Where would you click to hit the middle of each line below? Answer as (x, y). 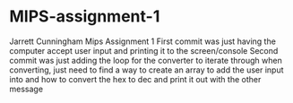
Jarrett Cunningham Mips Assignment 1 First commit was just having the (142, 41)
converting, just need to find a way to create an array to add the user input (146, 70)
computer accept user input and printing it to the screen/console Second (144, 50)
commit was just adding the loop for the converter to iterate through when (146, 60)
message (26, 89)
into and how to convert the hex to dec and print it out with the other (135, 79)
